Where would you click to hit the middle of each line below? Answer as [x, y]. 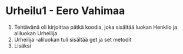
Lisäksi [22, 46]
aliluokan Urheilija [36, 33]
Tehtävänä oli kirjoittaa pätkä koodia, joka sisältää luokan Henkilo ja [96, 27]
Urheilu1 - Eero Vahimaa [65, 11]
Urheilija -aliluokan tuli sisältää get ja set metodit [73, 39]
